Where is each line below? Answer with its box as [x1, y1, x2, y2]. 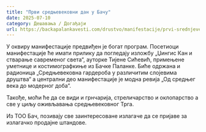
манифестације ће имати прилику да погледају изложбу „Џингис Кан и [6, 50, 193, 57]
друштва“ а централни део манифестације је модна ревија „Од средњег [6, 76, 196, 83]
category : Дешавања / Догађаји [6, 20, 86, 26]
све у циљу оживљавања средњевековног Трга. [6, 101, 134, 108]
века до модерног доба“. [6, 82, 72, 90]
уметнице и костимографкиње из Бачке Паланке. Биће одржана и [6, 63, 181, 70]
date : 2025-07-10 [6, 15, 51, 21]
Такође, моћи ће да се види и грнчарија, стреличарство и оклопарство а [6, 94, 199, 101]
